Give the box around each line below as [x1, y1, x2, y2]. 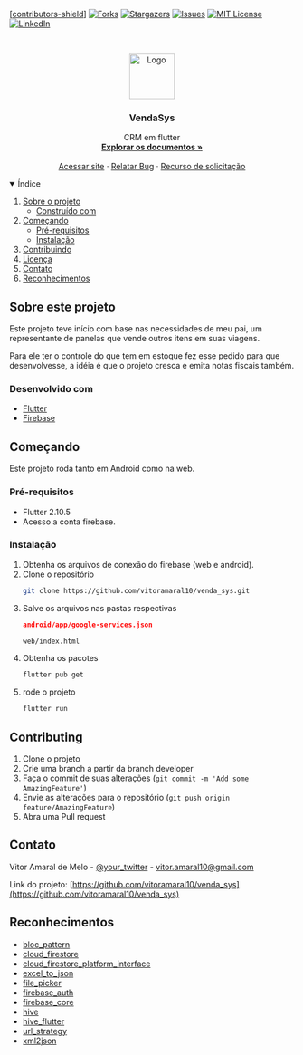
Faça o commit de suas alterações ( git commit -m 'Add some [22, 772, 250, 783]
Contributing [9, 729, 83, 744]
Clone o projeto [22, 753, 80, 764]
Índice [17, 178, 41, 189]
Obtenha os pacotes [22, 653, 99, 664]
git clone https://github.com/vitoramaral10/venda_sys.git [22, 586, 251, 595]
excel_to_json [22, 967, 74, 978]
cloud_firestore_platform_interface [22, 958, 151, 969]
